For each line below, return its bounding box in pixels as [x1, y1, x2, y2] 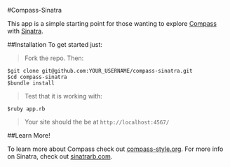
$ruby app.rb [7, 106, 46, 112]
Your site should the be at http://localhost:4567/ [24, 118, 170, 126]
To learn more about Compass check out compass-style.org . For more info [7, 145, 224, 153]
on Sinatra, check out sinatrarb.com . [7, 152, 113, 160]
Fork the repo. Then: [24, 54, 84, 62]
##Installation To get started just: [7, 41, 103, 48]
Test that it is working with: [24, 92, 103, 100]
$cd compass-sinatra [7, 73, 68, 80]
